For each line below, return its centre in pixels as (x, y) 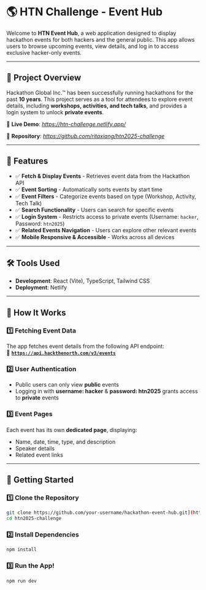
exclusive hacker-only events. (44, 52)
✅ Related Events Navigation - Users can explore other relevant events (106, 230)
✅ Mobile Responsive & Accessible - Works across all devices (95, 237)
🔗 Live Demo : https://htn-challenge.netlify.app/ (66, 124)
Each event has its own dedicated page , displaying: (72, 430)
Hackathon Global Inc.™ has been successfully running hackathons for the (100, 92)
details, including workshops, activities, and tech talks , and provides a (97, 106)
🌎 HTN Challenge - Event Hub (85, 12)
